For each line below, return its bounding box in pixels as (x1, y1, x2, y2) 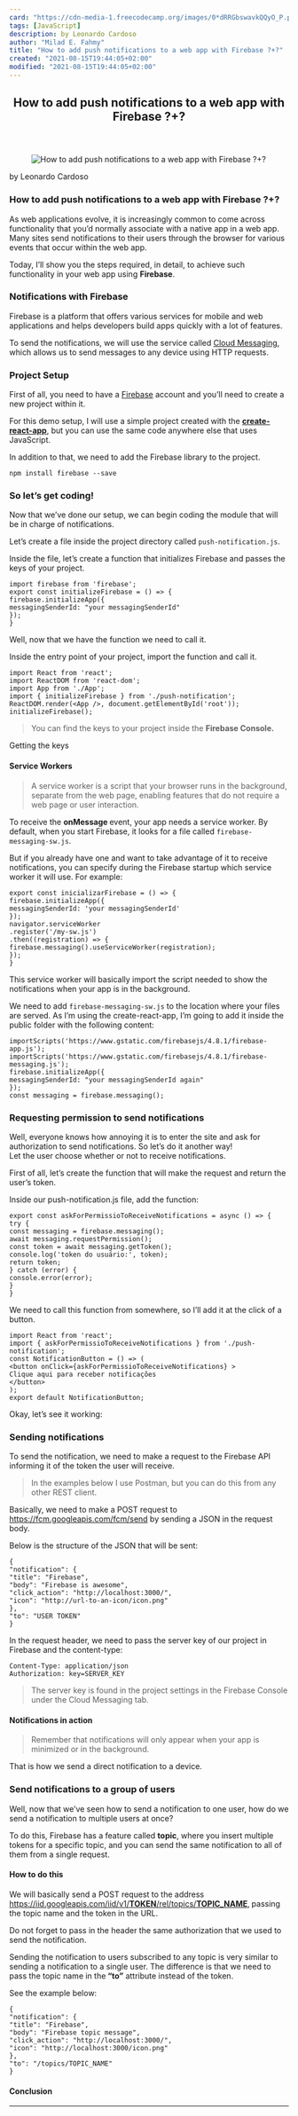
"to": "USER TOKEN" (9, 1612, 82, 1621)
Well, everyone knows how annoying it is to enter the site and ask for (9, 1131, 261, 1142)
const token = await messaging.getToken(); (9, 1242, 173, 1251)
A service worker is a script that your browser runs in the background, (30, 780, 287, 791)
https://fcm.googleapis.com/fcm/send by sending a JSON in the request (9, 1514, 273, 1524)
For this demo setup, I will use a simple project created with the (9, 416, 241, 427)
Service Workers (9, 760, 73, 772)
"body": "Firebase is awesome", (9, 1581, 129, 1590)
